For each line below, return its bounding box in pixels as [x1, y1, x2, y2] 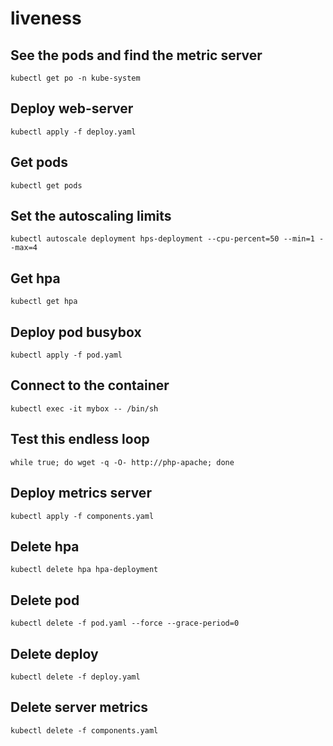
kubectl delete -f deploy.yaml [10, 672, 141, 682]
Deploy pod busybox [10, 323, 142, 341]
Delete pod [10, 592, 80, 609]
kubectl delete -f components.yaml [10, 725, 159, 736]
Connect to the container [10, 377, 170, 394]
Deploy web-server [10, 100, 134, 117]
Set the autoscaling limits [10, 208, 172, 225]
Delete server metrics [10, 699, 149, 716]
